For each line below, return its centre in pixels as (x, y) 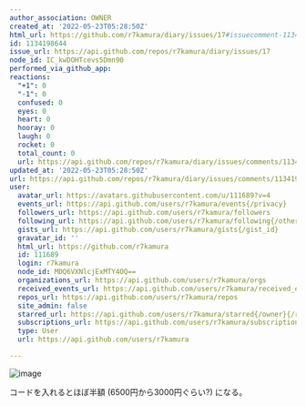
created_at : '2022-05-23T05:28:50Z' (79, 26)
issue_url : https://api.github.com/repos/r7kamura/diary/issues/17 (140, 52)
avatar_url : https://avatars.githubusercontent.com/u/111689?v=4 (144, 196)
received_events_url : (59, 289)
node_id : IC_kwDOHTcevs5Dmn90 (67, 60)
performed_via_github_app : (61, 69)
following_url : (46, 221)
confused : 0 (41, 102)
